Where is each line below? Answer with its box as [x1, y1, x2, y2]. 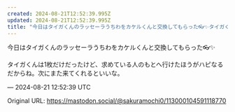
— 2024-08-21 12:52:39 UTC [7, 83, 91, 92]
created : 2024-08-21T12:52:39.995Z [7, 10, 111, 17]
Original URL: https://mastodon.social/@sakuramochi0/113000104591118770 [7, 97, 227, 105]
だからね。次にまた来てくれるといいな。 [7, 69, 124, 78]
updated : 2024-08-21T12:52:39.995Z [7, 17, 111, 24]
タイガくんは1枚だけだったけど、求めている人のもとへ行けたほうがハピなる [7, 60, 224, 69]
